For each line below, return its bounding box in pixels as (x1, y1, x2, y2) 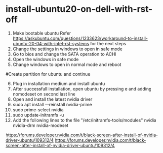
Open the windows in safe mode (12, 56, 79, 62)
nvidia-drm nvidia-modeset (12, 122, 69, 128)
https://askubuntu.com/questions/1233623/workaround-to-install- (12, 35, 148, 41)
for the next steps (90, 40, 126, 46)
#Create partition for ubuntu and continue (5, 71, 90, 77)
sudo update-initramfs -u (12, 112, 64, 118)
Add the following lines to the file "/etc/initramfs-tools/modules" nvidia (12, 117, 157, 123)
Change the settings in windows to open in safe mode (12, 46, 122, 52)
